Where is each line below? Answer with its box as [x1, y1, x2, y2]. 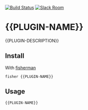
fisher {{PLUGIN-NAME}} [5, 74, 54, 79]
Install [5, 52, 24, 60]
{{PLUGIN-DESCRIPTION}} [5, 37, 59, 43]
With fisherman [5, 65, 36, 71]
